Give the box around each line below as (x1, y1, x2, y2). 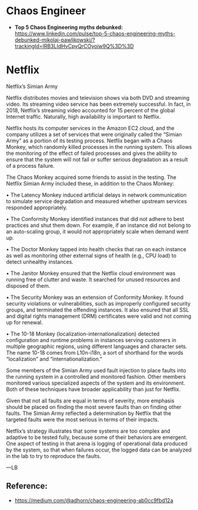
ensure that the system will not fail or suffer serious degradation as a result (6, 155, 189, 163)
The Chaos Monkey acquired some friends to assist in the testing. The (6, 173, 177, 181)
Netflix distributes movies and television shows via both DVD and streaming (6, 94, 190, 101)
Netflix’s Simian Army (6, 83, 58, 90)
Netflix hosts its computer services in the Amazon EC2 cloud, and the (6, 124, 175, 131)
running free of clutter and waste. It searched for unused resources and (6, 276, 181, 283)
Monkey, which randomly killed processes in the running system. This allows (6, 143, 192, 150)
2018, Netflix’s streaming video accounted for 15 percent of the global (6, 106, 175, 113)
